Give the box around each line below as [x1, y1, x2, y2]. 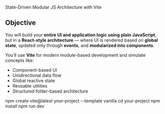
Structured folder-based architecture [12, 88, 88, 94]
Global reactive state [12, 77, 55, 84]
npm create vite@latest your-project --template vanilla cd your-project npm [5, 98, 161, 104]
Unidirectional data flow [12, 72, 61, 78]
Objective [5, 18, 36, 27]
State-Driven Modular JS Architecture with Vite [5, 4, 102, 10]
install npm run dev [5, 103, 45, 109]
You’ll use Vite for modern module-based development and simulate [5, 52, 146, 58]
